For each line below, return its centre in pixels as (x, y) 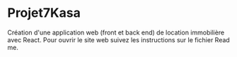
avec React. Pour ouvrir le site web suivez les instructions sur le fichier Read (118, 39)
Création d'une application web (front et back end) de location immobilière (116, 32)
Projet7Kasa (44, 13)
